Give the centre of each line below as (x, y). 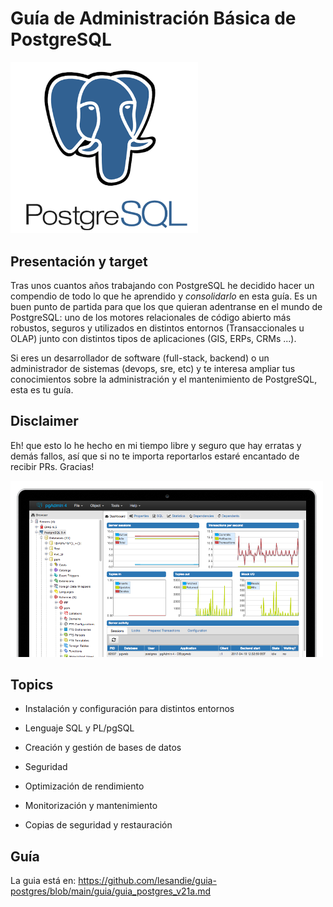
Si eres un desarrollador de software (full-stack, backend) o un (140, 358)
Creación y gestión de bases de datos (103, 748)
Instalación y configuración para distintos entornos (129, 709)
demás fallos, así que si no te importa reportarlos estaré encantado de (155, 456)
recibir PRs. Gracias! (52, 466)
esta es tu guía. (42, 389)
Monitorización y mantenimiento (91, 806)
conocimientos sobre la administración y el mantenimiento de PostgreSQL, (164, 379)
